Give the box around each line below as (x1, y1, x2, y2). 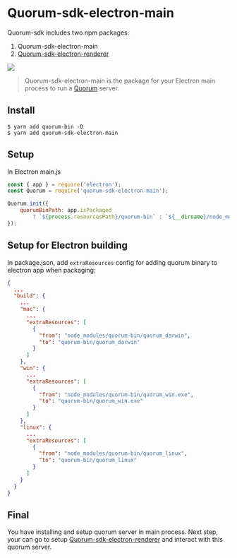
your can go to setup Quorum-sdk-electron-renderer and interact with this (7, 535, 224, 544)
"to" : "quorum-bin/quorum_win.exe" (38, 398, 143, 405)
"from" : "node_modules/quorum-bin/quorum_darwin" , (38, 332, 191, 339)
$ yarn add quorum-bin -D (7, 123, 83, 130)
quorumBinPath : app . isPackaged (20, 207, 112, 214)
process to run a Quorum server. (24, 83, 120, 93)
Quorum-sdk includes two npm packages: (7, 28, 130, 37)
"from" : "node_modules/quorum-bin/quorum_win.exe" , (38, 391, 194, 398)
